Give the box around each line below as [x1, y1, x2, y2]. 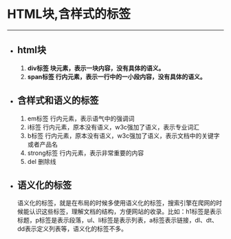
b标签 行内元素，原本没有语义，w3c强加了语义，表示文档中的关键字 [27, 132, 220, 140]
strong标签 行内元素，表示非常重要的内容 [27, 149, 144, 157]
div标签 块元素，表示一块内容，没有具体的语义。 [27, 63, 165, 72]
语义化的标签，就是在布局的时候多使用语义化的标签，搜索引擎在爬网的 [16, 199, 217, 207]
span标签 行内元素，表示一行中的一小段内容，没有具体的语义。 [27, 72, 206, 81]
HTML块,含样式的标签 [7, 6, 131, 22]
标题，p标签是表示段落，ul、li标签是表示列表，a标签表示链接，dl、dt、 [16, 216, 218, 225]
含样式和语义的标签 [16, 94, 99, 107]
